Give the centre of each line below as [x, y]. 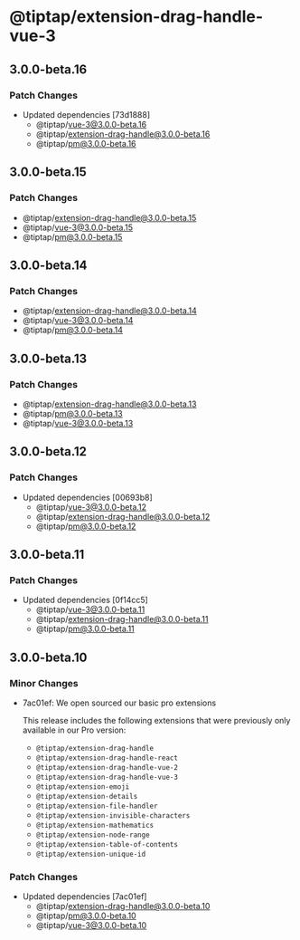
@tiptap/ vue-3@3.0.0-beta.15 [78, 227]
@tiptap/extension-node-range [93, 835]
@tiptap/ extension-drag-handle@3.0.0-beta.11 [122, 619]
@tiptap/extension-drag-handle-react [107, 758]
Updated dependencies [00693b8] [88, 497]
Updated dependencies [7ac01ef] [84, 897]
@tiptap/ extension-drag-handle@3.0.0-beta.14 [109, 311]
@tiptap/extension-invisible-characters [113, 816]
